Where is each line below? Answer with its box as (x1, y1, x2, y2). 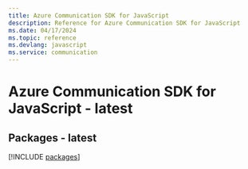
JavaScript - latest (8, 100, 133, 117)
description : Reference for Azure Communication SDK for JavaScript (8, 19, 241, 27)
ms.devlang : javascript (8, 41, 88, 49)
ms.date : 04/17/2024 (8, 26, 77, 34)
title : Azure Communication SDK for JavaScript (8, 11, 170, 20)
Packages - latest (8, 131, 97, 144)
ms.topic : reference (8, 33, 77, 42)
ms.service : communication (8, 48, 98, 56)
